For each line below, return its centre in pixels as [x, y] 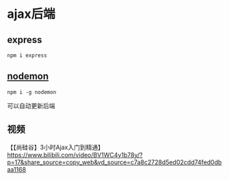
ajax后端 [31, 14]
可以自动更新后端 [31, 105]
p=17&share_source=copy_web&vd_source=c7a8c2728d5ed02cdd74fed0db [114, 162]
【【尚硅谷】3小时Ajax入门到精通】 [56, 147]
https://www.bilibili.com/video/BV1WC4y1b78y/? [75, 155]
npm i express [27, 55]
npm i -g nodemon [32, 92]
